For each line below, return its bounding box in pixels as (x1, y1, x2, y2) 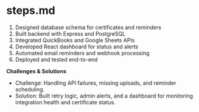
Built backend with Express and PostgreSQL (15, 30, 126, 37)
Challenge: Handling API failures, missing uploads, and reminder (15, 79, 176, 87)
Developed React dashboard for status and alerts (15, 43, 139, 50)
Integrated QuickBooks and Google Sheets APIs (15, 36, 135, 44)
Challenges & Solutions (6, 67, 67, 74)
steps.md (6, 4, 56, 18)
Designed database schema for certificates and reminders (15, 24, 161, 31)
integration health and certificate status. (15, 98, 116, 106)
